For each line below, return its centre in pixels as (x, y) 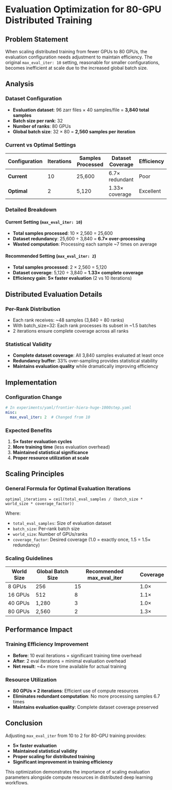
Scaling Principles (35, 474)
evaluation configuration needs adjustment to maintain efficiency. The (79, 57)
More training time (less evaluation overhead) (61, 447)
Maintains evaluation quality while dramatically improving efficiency (85, 366)
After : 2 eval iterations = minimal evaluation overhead (69, 661)
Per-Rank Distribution (33, 309)
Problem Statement (37, 39)
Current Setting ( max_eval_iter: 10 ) (44, 222)
